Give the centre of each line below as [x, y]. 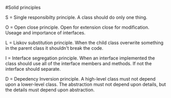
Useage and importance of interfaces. [45, 33]
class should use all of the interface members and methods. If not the [79, 63]
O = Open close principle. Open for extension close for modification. [77, 27]
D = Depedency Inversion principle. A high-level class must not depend [80, 79]
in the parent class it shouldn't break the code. [54, 48]
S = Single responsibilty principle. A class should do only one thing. [76, 17]
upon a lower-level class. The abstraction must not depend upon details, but [86, 84]
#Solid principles [23, 7]
